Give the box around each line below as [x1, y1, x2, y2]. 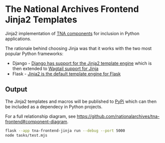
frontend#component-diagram [5, 118, 68, 125]
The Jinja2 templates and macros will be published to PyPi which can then [5, 98, 157, 104]
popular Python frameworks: [5, 51, 63, 57]
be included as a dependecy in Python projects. [5, 103, 103, 110]
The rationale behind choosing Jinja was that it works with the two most [5, 45, 152, 51]
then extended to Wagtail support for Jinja [12, 66, 99, 71]
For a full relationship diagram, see [5, 113, 76, 119]
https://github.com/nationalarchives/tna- [76, 113, 160, 119]
